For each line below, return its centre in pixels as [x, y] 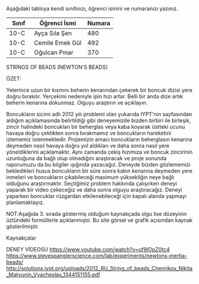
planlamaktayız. [25, 202]
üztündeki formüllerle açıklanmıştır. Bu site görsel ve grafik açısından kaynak [99, 220]
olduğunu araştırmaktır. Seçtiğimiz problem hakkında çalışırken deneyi [92, 184]
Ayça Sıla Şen [53, 33]
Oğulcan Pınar [54, 52]
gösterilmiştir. [23, 226]
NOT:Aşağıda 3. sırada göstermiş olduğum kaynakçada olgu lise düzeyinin [97, 214]
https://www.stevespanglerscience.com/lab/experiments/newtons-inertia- [97, 256]
